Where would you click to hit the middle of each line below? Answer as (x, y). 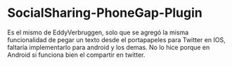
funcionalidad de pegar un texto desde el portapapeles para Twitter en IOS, (117, 39)
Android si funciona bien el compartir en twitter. (76, 55)
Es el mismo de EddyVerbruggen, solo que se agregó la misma (98, 32)
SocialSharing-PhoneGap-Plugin (105, 13)
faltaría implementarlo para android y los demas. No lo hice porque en (109, 47)
